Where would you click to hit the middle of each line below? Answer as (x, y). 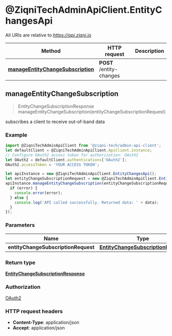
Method (51, 51)
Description (149, 51)
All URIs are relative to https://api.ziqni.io (48, 35)
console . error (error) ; (39, 193)
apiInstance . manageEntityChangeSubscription (53, 184)
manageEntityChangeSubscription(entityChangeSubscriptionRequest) (92, 111)
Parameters (20, 225)
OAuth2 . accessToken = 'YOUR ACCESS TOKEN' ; (52, 165)
